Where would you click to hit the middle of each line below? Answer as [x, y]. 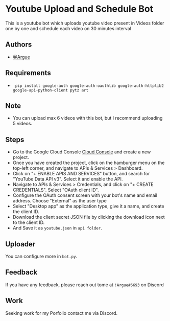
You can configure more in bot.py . [41, 256]
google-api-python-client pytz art [51, 90]
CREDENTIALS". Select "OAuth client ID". [56, 190]
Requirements [28, 73]
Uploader [20, 244]
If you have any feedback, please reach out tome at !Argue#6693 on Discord [85, 285]
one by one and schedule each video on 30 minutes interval [68, 28]
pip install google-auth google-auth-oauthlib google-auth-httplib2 [90, 86]
